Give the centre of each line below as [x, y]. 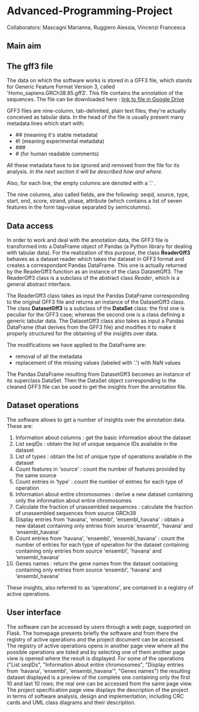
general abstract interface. [39, 284]
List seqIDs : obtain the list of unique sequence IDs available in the [96, 443]
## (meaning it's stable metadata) [57, 135]
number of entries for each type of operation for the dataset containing [102, 544]
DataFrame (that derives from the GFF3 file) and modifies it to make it [92, 327]
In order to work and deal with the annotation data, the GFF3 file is [88, 240]
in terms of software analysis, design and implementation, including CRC [95, 696]
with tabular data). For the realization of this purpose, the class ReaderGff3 [99, 253]
